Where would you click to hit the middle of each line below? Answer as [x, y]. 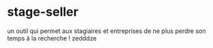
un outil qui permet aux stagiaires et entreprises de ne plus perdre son [106, 31]
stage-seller [43, 12]
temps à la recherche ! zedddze [52, 38]
